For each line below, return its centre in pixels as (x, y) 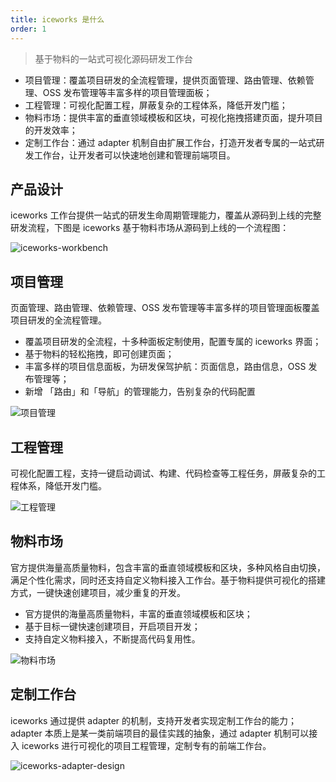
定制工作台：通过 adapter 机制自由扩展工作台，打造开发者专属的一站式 (170, 142)
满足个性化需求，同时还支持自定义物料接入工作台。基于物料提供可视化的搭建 (168, 580)
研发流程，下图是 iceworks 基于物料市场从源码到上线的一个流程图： (150, 228)
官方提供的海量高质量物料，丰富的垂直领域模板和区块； (138, 613)
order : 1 (28, 29)
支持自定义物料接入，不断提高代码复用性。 (112, 638)
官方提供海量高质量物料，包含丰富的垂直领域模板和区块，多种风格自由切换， (168, 567)
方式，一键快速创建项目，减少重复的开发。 (98, 592)
